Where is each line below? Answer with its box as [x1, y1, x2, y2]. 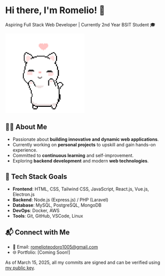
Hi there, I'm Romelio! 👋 [5, 5, 105, 16]
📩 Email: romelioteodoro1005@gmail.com [12, 244, 98, 250]
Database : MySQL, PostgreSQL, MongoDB [12, 202, 102, 208]
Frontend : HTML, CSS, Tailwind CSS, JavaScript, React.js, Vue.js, [12, 186, 149, 192]
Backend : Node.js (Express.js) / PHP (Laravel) [12, 196, 108, 203]
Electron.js [12, 191, 35, 197]
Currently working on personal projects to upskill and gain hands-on [12, 141, 156, 147]
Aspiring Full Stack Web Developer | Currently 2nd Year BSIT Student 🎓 [5, 21, 155, 27]
